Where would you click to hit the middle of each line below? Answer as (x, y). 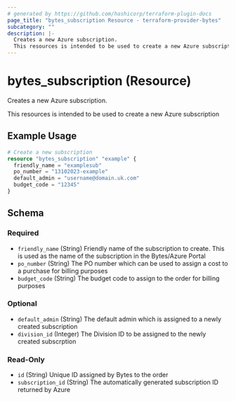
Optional (22, 304)
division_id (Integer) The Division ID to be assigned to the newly (112, 334)
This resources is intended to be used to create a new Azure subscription (113, 114)
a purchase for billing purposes (63, 271)
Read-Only (26, 360)
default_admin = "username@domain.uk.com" (77, 178)
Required (23, 233)
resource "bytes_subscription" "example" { (72, 158)
